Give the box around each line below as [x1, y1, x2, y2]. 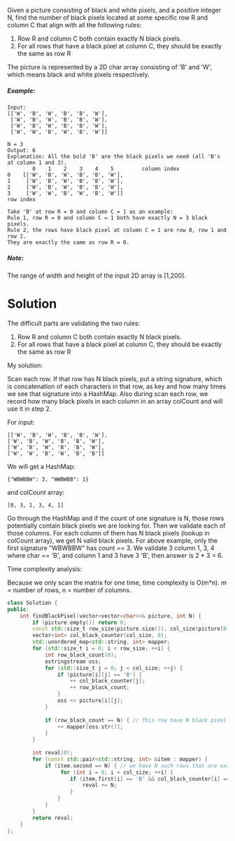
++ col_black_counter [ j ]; [69, 678, 145, 685]
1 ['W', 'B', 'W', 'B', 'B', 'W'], [7, 177, 124, 184]
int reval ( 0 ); [32, 749, 73, 756]
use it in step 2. [7, 404, 52, 413]
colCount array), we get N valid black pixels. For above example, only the [7, 536, 218, 545]
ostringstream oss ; [44, 658, 101, 665]
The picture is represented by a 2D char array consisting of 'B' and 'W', [7, 63, 213, 71]
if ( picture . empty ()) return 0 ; [32, 619, 127, 626]
